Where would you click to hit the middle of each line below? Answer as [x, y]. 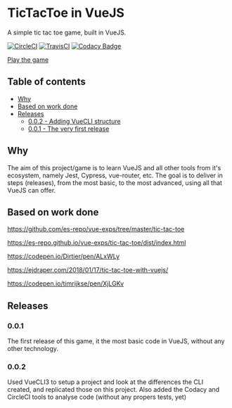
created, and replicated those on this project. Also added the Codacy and [114, 390]
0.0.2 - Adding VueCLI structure [74, 121]
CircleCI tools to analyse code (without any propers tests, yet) [97, 397]
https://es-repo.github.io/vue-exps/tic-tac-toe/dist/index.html [97, 243]
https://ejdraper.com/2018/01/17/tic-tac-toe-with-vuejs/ [88, 270]
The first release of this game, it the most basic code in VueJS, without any [116, 341]
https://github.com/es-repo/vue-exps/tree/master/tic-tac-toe [96, 229]
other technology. [33, 349]
